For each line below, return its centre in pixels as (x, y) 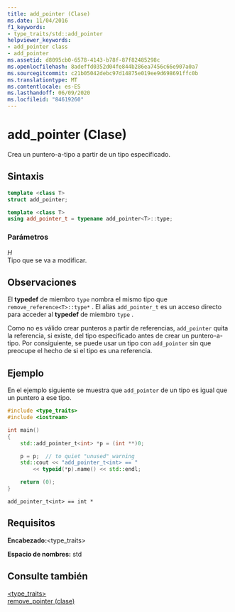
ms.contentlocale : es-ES (44, 87)
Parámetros (28, 237)
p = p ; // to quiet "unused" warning (77, 456)
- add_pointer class (38, 47)
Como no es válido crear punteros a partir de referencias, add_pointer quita (118, 328)
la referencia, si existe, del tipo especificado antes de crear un (98, 336)
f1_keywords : (27, 27)
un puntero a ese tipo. (40, 398)
